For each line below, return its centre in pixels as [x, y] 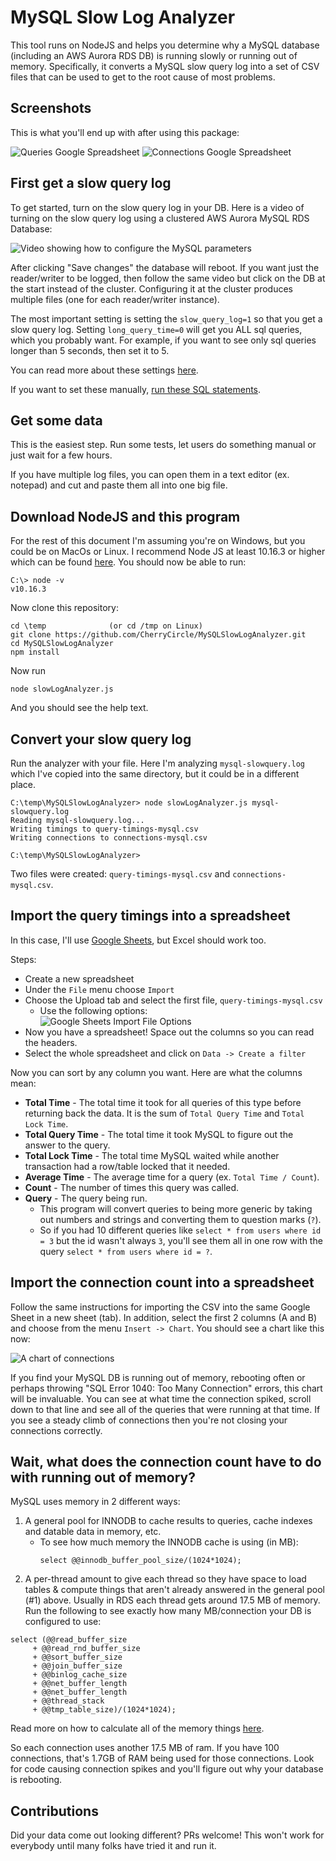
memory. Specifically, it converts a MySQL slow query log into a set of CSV [165, 66]
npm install [35, 652]
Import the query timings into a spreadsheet [150, 916]
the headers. [51, 1042]
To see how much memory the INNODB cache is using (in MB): [169, 1542]
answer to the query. [67, 1145]
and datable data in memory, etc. [93, 1532]
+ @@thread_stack [68, 1701]
